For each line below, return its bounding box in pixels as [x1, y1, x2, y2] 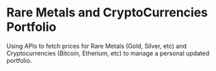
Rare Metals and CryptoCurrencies [6, 5, 208, 20]
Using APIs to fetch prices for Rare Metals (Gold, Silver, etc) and [6, 42, 187, 50]
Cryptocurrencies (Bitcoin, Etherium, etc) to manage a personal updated [6, 49, 210, 57]
